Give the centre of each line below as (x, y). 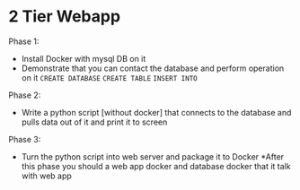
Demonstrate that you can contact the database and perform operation (153, 68)
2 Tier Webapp (65, 17)
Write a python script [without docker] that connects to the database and (156, 112)
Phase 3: (25, 139)
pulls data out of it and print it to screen (94, 122)
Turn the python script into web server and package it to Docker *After (153, 156)
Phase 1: (24, 41)
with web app (47, 176)
